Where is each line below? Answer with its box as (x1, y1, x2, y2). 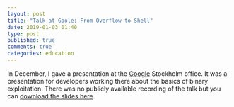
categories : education (7, 50, 74, 57)
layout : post (7, 10, 46, 18)
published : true (7, 37, 55, 44)
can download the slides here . (7, 91, 95, 100)
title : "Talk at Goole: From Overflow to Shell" (7, 17, 153, 24)
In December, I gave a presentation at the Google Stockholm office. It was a (7, 69, 228, 78)
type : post (7, 30, 40, 38)
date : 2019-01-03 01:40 (7, 23, 78, 30)
